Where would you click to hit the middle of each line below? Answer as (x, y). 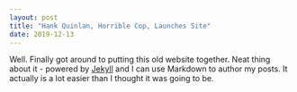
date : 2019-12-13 (42, 34)
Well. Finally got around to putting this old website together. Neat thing (140, 60)
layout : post (34, 17)
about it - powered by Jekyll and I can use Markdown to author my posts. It (148, 69)
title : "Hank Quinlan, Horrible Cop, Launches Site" (110, 26)
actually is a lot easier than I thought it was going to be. (112, 79)
